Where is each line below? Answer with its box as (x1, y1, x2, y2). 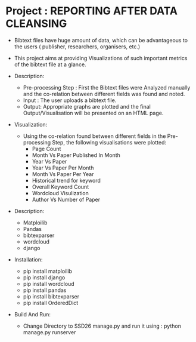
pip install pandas (23, 286, 67, 294)
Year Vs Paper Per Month (32, 164, 94, 171)
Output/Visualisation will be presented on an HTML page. (23, 109, 164, 116)
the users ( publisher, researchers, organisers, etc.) (14, 43, 141, 50)
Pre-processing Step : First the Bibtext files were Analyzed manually (23, 84, 191, 91)
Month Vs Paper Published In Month (32, 151, 120, 159)
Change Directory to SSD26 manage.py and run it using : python (23, 322, 181, 329)
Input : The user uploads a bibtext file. (23, 97, 117, 104)
